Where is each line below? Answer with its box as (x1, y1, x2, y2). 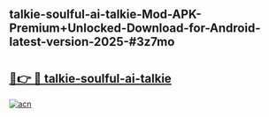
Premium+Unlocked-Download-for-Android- (9, 21, 261, 36)
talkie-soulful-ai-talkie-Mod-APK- (9, 7, 202, 22)
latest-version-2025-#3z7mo (9, 34, 175, 49)
